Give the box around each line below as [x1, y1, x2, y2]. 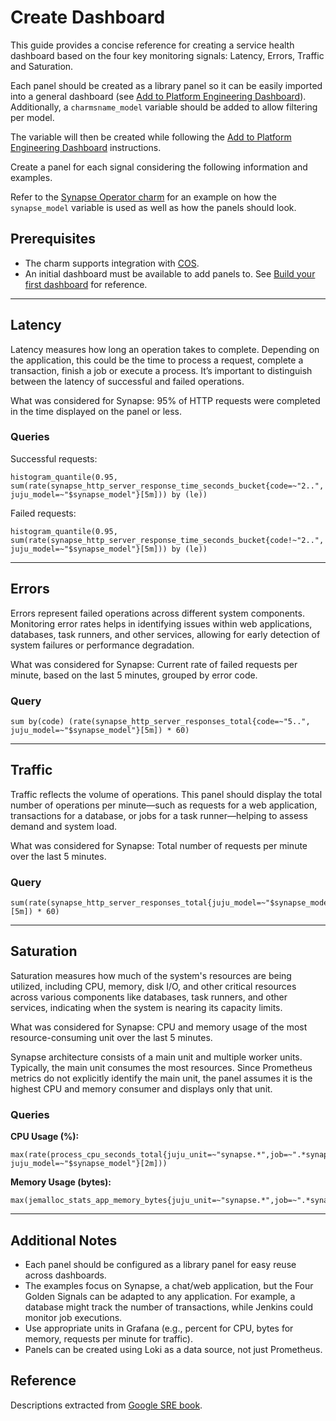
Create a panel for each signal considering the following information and [10, 161, 308, 173]
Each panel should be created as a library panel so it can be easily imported [10, 79, 323, 91]
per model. [10, 111, 55, 123]
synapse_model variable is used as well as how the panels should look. [10, 201, 297, 213]
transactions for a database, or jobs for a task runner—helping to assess [10, 809, 308, 821]
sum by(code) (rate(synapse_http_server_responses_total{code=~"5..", [10, 716, 311, 726]
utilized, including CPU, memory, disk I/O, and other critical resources [10, 980, 297, 992]
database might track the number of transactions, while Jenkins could [24, 1301, 313, 1313]
